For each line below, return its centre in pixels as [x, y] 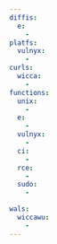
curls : [21, 68]
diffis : [24, 17]
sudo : [28, 185]
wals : [19, 209]
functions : [29, 92]
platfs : [24, 43]
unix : [28, 101]
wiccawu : [33, 217]
